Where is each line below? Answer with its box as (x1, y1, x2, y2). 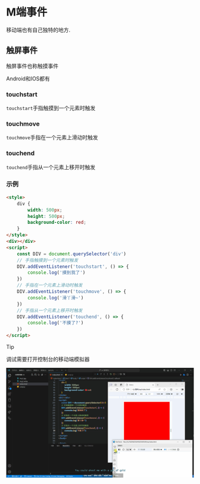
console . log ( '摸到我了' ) (27, 270, 86, 276)
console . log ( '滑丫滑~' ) (27, 295, 84, 301)
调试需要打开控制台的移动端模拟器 (6, 355, 90, 363)
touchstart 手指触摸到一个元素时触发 (6, 105, 96, 112)
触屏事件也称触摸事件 (6, 62, 58, 69)
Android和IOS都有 (6, 75, 51, 82)
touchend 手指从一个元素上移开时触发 (6, 163, 96, 170)
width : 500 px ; (27, 207, 62, 213)
